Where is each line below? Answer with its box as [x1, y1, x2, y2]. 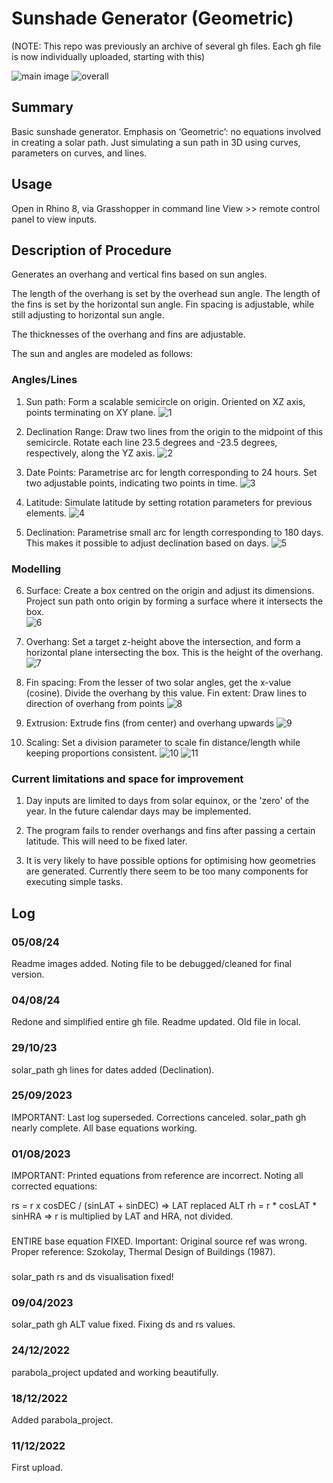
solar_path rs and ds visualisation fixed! [11, 1270, 174, 1282]
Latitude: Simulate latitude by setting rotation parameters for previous [25, 496, 313, 508]
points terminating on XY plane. [25, 406, 156, 418]
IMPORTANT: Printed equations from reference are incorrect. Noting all [11, 1170, 304, 1182]
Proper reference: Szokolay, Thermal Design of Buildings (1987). [11, 1246, 276, 1258]
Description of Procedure [11, 242, 173, 259]
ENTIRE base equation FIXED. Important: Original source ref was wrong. [11, 1235, 308, 1247]
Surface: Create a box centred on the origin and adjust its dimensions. [25, 584, 315, 596]
